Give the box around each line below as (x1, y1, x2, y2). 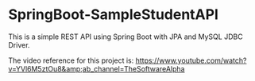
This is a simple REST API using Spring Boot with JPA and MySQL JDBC (8, 32, 244, 41)
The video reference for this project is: (8, 56, 134, 65)
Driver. (8, 40, 30, 49)
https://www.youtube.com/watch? (135, 56, 247, 65)
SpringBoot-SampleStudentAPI (8, 6, 218, 24)
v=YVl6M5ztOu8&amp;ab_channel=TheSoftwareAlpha (8, 64, 185, 73)
